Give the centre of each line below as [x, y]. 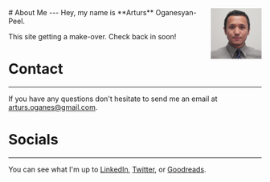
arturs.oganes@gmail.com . [53, 107]
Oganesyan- [176, 12]
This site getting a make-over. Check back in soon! [92, 36]
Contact [36, 69]
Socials [33, 140]
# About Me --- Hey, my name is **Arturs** [81, 12]
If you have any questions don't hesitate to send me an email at [113, 99]
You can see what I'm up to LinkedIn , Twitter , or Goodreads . [107, 169]
